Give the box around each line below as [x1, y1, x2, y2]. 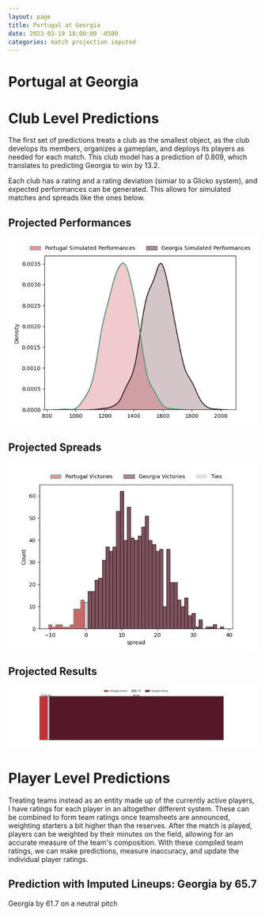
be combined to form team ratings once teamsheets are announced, [8, 812, 231, 822]
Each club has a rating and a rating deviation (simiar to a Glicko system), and [8, 176, 258, 186]
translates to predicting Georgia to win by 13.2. [8, 161, 161, 171]
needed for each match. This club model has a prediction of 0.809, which [8, 152, 248, 162]
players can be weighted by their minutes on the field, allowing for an [8, 829, 233, 838]
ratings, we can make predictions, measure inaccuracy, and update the [8, 845, 240, 856]
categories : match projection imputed [8, 38, 136, 46]
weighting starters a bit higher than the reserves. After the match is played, [8, 821, 253, 830]
